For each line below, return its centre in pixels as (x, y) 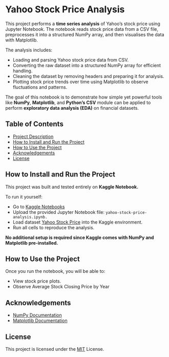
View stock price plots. (37, 281)
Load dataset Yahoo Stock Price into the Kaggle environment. (78, 222)
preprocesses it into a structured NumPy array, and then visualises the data (85, 34)
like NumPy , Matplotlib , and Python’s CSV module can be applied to (78, 102)
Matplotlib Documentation (40, 321)
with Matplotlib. (22, 40)
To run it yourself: (24, 196)
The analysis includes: (29, 50)
